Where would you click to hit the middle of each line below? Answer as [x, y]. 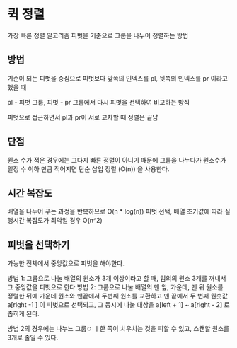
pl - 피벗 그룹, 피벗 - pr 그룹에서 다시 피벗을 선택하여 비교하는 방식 [98, 102]
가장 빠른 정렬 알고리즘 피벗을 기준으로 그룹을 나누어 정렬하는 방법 [98, 35]
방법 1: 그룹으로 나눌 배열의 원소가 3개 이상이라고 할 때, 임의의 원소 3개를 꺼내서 [117, 278]
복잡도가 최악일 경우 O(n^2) [64, 221]
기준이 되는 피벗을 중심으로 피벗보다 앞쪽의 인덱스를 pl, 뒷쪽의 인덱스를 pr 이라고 [118, 78]
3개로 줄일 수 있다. [33, 337]
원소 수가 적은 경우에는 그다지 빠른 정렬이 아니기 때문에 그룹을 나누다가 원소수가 [117, 160]
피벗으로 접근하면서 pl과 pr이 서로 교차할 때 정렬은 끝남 [83, 117]
